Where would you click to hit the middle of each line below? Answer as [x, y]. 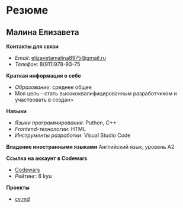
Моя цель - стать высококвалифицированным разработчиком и [96, 93]
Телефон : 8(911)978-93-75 [47, 64]
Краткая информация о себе [44, 76]
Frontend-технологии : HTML [50, 129]
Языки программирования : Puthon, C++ [65, 123]
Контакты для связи [33, 46]
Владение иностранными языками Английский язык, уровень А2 [90, 147]
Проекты [18, 188]
